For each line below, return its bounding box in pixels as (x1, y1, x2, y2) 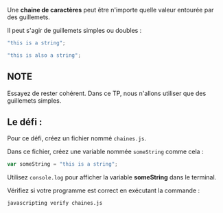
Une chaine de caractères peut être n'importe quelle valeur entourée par (7, 6, 214, 14)
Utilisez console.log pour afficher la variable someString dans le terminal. (7, 173, 217, 181)
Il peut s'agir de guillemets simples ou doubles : (7, 27, 142, 34)
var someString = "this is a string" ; (7, 161, 118, 168)
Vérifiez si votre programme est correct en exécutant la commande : (7, 186, 200, 195)
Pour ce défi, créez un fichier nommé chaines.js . (7, 134, 146, 142)
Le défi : (7, 116, 43, 127)
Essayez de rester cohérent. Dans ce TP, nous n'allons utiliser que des (7, 89, 207, 97)
